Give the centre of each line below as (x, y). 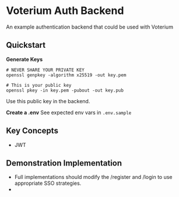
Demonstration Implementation (64, 163)
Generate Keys (24, 59)
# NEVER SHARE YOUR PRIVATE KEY (45, 70)
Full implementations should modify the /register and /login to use (94, 177)
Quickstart (26, 45)
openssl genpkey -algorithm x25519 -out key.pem (66, 75)
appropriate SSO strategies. (48, 183)
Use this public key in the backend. (48, 101)
